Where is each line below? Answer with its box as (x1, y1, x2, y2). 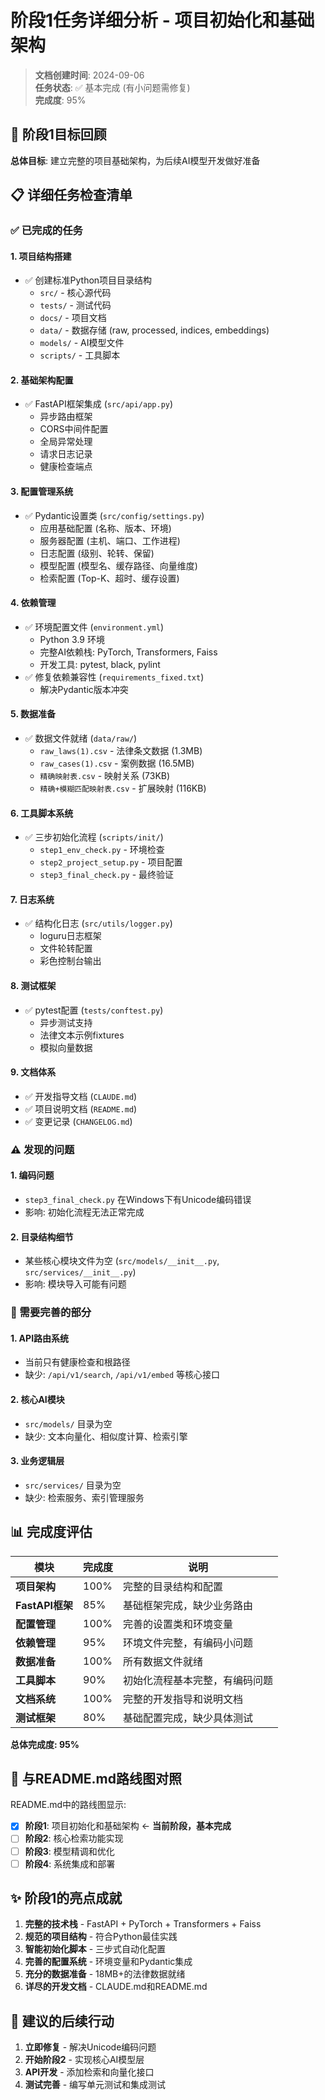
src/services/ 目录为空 (24, 1479, 122, 1491)
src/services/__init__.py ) (24, 1266, 137, 1278)
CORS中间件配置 (39, 423, 109, 435)
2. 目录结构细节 (10, 1231, 74, 1243)
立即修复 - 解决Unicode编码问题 (24, 2041, 157, 2053)
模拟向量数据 (39, 1041, 93, 1053)
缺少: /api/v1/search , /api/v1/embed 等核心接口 (24, 1369, 221, 1381)
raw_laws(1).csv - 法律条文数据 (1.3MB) (39, 745, 203, 757)
